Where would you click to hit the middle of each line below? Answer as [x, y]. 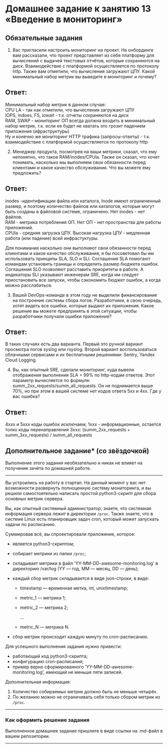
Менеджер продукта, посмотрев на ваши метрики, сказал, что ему [85, 152]
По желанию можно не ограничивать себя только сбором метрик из [86, 697]
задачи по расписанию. [30, 525]
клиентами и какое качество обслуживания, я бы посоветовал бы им [79, 253]
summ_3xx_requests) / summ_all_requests [49, 435]
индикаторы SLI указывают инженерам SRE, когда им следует [72, 275]
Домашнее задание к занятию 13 [78, 9]
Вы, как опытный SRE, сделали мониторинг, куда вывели [73, 370]
